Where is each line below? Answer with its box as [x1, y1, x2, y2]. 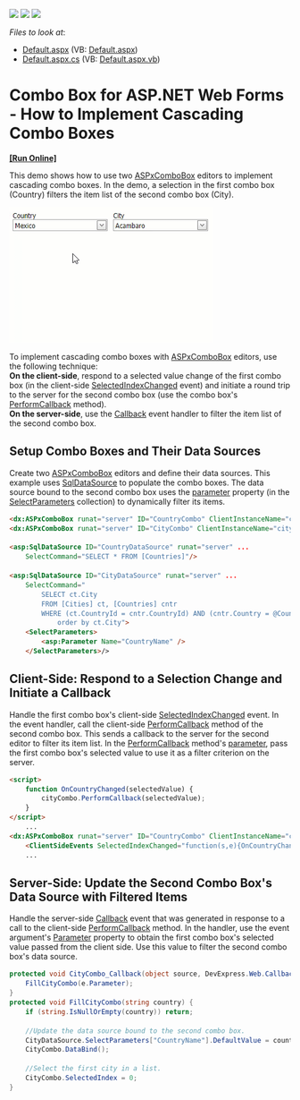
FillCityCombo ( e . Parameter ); [25, 979, 134, 988]
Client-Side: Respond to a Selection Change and [9, 671, 283, 686]
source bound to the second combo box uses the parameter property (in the [9, 486, 290, 497]
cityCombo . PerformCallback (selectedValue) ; [41, 794, 205, 803]
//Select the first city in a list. [25, 1064, 162, 1073]
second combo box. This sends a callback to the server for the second [9, 728, 270, 738]
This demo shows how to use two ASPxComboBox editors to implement [9, 170, 273, 181]
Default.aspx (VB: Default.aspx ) [21, 45, 138, 55]
